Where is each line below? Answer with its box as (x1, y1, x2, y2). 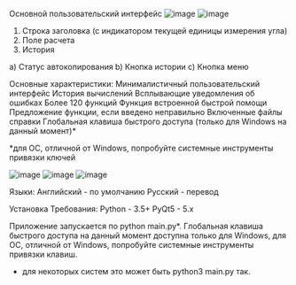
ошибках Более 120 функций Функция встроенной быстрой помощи (9, 97, 268, 108)
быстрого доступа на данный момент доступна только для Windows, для (9, 230, 286, 241)
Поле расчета (21, 35, 75, 45)
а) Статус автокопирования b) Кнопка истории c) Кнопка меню (9, 62, 250, 72)
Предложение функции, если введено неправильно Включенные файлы (9, 107, 283, 117)
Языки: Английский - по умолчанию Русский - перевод (9, 187, 219, 196)
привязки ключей (9, 152, 76, 163)
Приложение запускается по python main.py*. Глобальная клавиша (9, 221, 264, 231)
